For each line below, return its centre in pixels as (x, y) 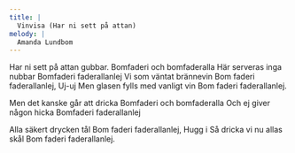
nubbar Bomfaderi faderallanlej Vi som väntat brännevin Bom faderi (132, 77)
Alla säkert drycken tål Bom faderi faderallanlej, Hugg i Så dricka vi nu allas (146, 130)
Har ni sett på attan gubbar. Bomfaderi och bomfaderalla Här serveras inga (145, 67)
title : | (25, 17)
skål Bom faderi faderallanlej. (62, 139)
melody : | (27, 34)
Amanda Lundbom (45, 42)
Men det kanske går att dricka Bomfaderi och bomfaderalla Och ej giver (140, 103)
